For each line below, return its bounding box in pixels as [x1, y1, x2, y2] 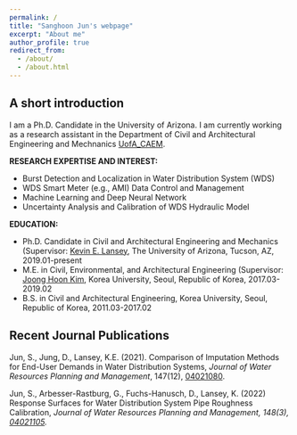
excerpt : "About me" [9, 29, 87, 38]
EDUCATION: [9, 218, 59, 229]
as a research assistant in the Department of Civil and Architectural [9, 128, 256, 139]
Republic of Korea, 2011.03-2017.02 [21, 302, 153, 313]
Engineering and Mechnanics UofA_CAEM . [9, 138, 166, 149]
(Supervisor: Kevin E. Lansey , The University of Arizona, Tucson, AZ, [21, 245, 275, 256]
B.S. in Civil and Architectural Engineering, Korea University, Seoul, [21, 292, 268, 303]
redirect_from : [9, 46, 66, 55]
